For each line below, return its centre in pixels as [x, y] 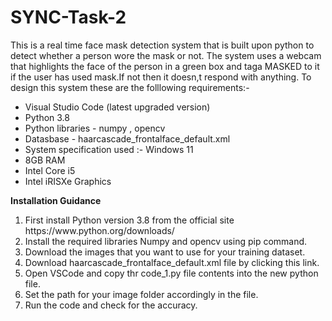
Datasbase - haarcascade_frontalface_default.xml [127, 138]
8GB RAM [45, 160]
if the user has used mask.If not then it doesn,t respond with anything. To [161, 77]
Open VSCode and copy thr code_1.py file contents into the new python [171, 273]
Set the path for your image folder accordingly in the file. [141, 294]
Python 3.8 [47, 117]
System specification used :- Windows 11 [109, 149]
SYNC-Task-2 [68, 17]
